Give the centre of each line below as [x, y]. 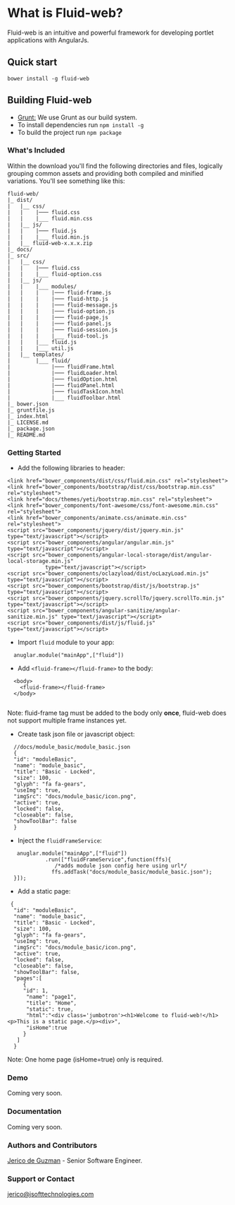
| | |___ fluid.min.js [49, 237]
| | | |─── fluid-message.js [63, 305]
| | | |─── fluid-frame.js [59, 292]
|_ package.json [31, 429]
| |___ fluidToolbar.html [64, 398]
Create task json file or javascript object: [76, 734]
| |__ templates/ [36, 355]
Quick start [32, 63]
